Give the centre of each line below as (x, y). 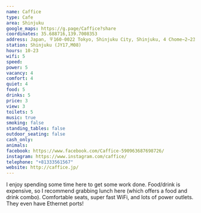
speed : (14, 62)
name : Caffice (24, 12)
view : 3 (16, 106)
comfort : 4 (20, 78)
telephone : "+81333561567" (40, 162)
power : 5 (17, 67)
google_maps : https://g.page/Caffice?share (61, 28)
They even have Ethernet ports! (45, 203)
